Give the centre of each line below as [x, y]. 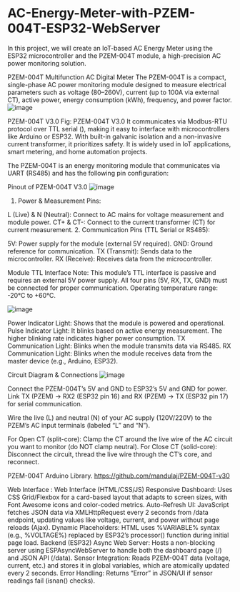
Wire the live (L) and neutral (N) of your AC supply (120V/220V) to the [110, 417]
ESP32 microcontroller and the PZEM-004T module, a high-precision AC [114, 56]
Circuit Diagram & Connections [53, 375]
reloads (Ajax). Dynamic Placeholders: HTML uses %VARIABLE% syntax [114, 527]
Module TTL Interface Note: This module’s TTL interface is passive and [112, 272]
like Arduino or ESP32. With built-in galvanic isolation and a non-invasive [114, 136]
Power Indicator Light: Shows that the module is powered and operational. [116, 323]
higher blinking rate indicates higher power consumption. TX [96, 338]
